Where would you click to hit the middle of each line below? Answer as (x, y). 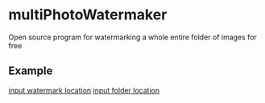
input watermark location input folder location (84, 90)
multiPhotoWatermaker (88, 15)
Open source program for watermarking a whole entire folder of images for (133, 37)
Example (31, 71)
